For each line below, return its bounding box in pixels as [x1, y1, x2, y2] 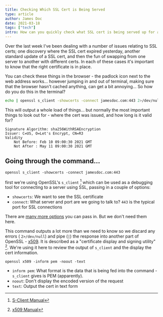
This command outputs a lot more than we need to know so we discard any [5, 228, 155, 234]
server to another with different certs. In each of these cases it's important [5, 59, 154, 64]
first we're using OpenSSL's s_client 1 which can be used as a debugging [5, 178, 153, 185]
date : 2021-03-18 [5, 20, 40, 26]
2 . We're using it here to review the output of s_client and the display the [5, 244, 152, 250]
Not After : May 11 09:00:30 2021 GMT [14, 144, 92, 149]
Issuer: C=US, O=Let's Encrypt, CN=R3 [5, 131, 83, 136]
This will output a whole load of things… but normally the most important [5, 107, 150, 112]
